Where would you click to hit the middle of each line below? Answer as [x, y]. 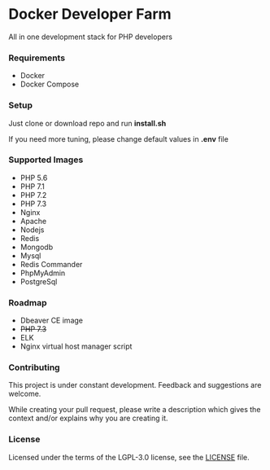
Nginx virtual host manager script [76, 346]
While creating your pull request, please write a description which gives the [135, 410]
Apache [33, 221]
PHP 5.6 [34, 178]
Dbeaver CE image [52, 321]
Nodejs [32, 230]
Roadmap [28, 302]
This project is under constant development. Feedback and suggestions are [135, 385]
